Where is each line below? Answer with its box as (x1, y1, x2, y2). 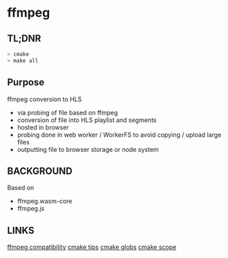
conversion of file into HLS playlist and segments (17, 116, 157, 124)
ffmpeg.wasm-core (17, 197, 73, 205)
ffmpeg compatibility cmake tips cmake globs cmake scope (7, 243, 177, 251)
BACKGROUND (7, 165, 73, 177)
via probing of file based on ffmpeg (17, 108, 118, 117)
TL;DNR (7, 33, 41, 44)
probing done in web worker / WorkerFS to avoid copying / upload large (17, 130, 222, 139)
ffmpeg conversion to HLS (7, 95, 82, 103)
